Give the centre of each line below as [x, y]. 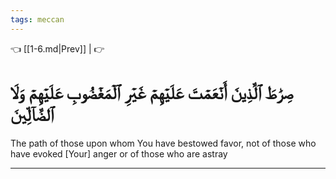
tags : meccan [37, 19]
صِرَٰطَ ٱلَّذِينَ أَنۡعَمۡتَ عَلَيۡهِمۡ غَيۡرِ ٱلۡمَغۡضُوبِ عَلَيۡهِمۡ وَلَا [152, 92]
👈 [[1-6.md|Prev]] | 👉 [57, 48]
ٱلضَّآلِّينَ [32, 114]
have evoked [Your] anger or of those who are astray [119, 153]
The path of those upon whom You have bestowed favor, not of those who [163, 143]
